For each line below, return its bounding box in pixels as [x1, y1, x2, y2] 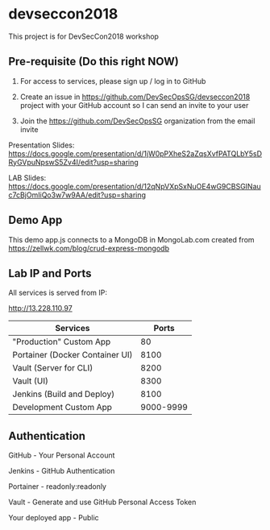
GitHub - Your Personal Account [8, 450, 115, 460]
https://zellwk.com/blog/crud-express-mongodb [8, 243, 169, 253]
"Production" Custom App [12, 336, 111, 347]
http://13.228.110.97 [8, 304, 73, 313]
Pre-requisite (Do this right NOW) [8, 55, 179, 68]
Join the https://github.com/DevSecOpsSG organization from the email [19, 116, 255, 126]
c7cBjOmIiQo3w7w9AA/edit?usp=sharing [8, 190, 147, 200]
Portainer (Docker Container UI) [12, 350, 133, 361]
